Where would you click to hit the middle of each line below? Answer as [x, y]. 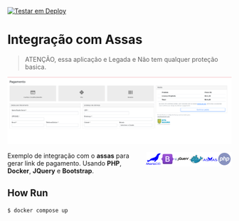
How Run [28, 193]
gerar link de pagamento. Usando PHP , [65, 163]
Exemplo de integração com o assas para [68, 156]
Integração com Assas [75, 40]
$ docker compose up [38, 210]
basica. [36, 67]
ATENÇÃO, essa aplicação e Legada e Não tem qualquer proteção [121, 59]
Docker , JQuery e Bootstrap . [51, 171]
